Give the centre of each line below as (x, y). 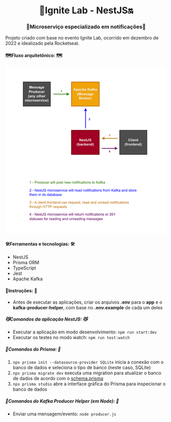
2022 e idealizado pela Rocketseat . (42, 44)
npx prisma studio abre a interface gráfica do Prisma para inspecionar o (89, 384)
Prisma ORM (26, 263)
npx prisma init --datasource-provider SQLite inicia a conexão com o (88, 362)
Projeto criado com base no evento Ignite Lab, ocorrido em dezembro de (82, 38)
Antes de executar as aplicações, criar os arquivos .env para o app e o (88, 302)
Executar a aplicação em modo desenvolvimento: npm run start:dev (85, 332)
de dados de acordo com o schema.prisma (58, 378)
